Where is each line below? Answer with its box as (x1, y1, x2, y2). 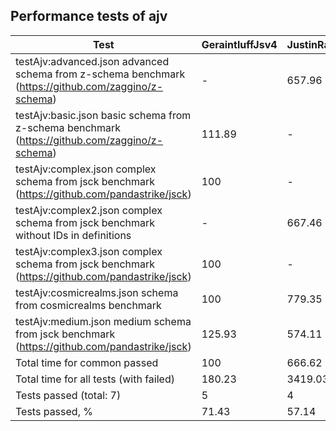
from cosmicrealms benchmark (15, 298, 162, 312)
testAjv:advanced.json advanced (15, 54, 170, 68)
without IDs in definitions (15, 228, 132, 242)
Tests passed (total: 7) (15, 388, 122, 402)
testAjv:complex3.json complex (15, 244, 163, 258)
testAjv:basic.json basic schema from (15, 108, 192, 122)
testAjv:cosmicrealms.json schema (15, 285, 179, 299)
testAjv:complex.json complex (15, 162, 157, 176)
